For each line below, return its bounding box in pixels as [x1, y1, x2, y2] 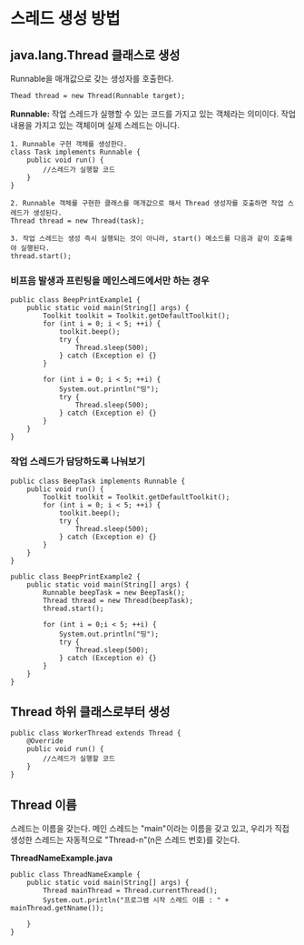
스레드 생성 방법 [10, 8, 121, 29]
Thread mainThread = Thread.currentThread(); [43, 886, 219, 896]
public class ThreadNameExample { [10, 870, 142, 880]
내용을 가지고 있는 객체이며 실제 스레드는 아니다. [10, 120, 181, 130]
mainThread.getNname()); [10, 904, 104, 913]
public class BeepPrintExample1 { [10, 296, 142, 305]
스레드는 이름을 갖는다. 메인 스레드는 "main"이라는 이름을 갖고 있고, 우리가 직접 [10, 823, 289, 834]
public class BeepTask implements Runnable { [10, 477, 185, 486]
